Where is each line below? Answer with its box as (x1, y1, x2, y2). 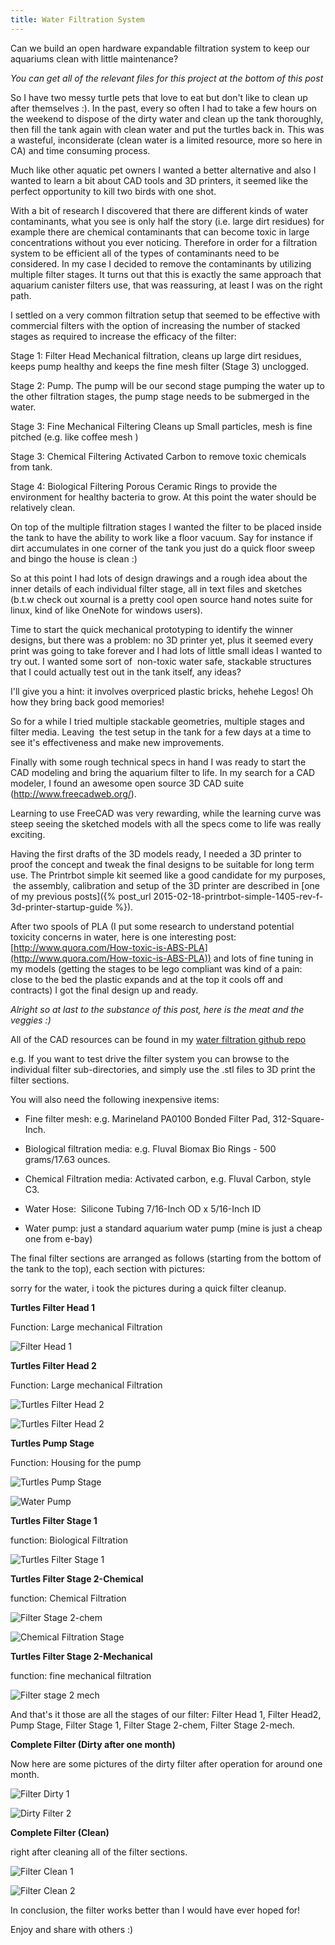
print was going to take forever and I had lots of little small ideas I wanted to (10, 644, 323, 656)
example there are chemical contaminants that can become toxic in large (10, 226, 310, 238)
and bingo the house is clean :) (10, 552, 138, 565)
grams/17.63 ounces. (24, 1153, 111, 1165)
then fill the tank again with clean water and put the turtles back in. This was (10, 123, 325, 135)
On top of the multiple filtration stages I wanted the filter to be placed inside (10, 521, 322, 533)
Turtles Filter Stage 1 (10, 1514, 98, 1526)
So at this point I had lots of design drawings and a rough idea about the (10, 572, 308, 584)
